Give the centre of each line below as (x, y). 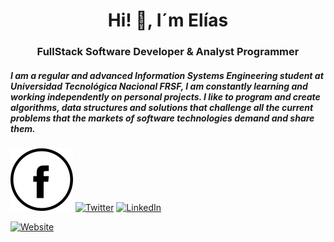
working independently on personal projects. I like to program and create (165, 96)
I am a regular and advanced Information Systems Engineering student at (167, 75)
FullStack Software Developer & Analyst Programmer (168, 52)
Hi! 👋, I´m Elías (168, 20)
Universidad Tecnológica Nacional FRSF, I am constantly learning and (159, 86)
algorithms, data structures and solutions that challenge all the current (162, 107)
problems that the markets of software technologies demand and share (162, 118)
